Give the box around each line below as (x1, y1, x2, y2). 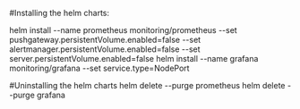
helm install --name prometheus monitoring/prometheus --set (9, 25, 237, 35)
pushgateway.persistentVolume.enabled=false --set (9, 35, 201, 45)
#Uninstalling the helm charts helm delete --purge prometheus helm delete (9, 80, 286, 90)
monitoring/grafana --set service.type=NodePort (9, 63, 190, 73)
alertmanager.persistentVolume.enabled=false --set (9, 44, 201, 54)
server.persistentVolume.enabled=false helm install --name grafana (9, 54, 259, 63)
